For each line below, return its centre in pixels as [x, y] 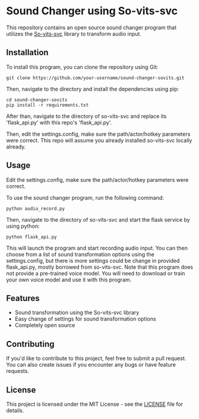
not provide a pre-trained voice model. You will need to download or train [96, 273]
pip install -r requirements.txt [48, 105]
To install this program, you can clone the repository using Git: [82, 67]
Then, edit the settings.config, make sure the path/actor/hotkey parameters [98, 134]
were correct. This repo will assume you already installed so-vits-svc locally [99, 140]
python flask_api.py [32, 237]
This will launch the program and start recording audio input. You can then [97, 248]
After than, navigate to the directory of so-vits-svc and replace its [86, 116]
